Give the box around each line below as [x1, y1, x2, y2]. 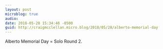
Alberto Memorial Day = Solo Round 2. [5, 38, 82, 44]
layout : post [5, 7, 32, 12]
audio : [5, 16, 19, 21]
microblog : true [5, 12, 38, 16]
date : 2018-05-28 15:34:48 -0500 [5, 20, 73, 26]
